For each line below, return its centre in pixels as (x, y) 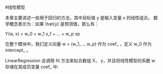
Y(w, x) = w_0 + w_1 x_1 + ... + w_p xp (42, 34)
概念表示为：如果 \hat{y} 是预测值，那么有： (54, 24)
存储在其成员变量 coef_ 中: (32, 67)
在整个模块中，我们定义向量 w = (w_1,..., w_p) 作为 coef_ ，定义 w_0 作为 (79, 44)
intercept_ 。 (18, 50)
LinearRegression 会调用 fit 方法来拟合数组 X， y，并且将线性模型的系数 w (80, 60)
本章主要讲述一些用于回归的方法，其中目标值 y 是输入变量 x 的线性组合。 (79, 18)
